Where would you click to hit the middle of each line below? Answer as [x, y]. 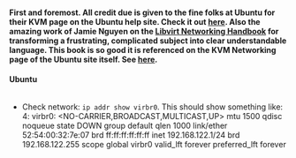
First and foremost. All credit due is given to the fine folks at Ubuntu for [142, 12]
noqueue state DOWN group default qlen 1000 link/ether [125, 125]
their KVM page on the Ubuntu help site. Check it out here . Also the [135, 21]
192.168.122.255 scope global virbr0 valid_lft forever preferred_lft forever [154, 144]
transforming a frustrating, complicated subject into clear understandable [148, 41]
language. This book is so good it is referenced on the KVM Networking [143, 49]
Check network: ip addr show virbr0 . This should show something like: [152, 107]
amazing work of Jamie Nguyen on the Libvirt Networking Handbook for [144, 31]
